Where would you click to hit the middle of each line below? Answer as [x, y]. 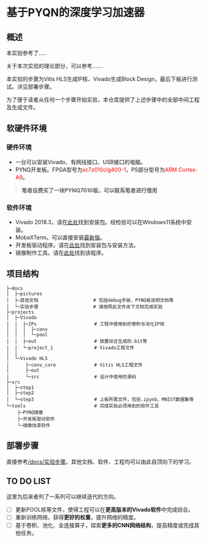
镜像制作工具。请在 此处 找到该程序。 [61, 252]
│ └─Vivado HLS [27, 358]
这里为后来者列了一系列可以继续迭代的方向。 [63, 497]
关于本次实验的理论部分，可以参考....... [55, 66]
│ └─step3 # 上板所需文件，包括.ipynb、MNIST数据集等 [100, 399]
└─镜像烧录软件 [34, 425]
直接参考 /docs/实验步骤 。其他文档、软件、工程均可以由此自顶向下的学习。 [101, 461]
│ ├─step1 [20, 387]
